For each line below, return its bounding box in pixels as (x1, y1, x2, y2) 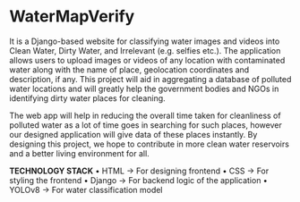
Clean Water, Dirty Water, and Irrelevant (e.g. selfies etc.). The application (9, 45, 281, 55)
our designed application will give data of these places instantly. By (9, 129, 258, 139)
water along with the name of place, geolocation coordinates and (9, 64, 250, 75)
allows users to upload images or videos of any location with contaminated (9, 55, 286, 65)
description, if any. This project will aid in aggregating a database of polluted (9, 73, 292, 84)
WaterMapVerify (9, 6, 135, 27)
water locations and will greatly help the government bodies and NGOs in (9, 83, 279, 94)
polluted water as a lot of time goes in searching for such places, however (9, 119, 282, 130)
